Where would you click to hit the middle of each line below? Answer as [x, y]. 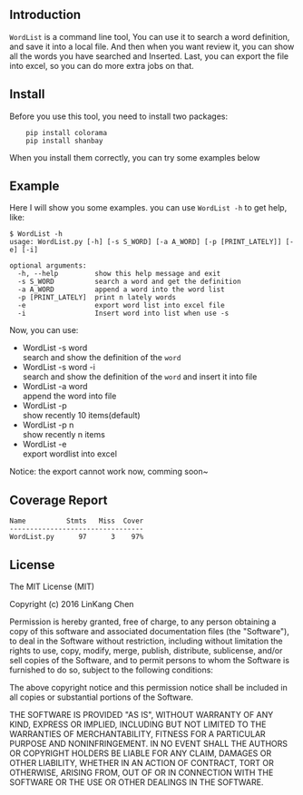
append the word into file [69, 396]
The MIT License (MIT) [52, 587]
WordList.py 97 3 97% [77, 537]
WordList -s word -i [59, 368]
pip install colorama [66, 132]
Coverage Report [59, 500]
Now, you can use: [44, 330]
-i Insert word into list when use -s [123, 314]
